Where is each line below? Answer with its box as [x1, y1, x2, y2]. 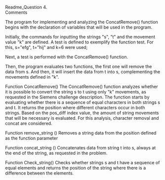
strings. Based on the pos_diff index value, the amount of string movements [5, 110, 159, 116]
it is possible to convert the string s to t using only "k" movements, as [5, 89, 147, 94]
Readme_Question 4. [5, 4, 47, 10]
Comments [5, 9, 28, 15]
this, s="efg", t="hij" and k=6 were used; [5, 45, 88, 50]
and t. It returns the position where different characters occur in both [5, 105, 145, 110]
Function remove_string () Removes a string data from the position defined [5, 130, 157, 135]
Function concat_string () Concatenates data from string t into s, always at [5, 145, 156, 150]
